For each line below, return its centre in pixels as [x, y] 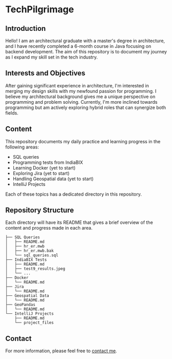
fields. [12, 113]
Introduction [26, 29]
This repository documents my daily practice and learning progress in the [83, 141]
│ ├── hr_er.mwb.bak [30, 251]
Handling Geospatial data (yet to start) [53, 179]
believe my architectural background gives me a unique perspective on [80, 97]
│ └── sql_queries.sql [32, 255]
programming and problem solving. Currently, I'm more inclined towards [81, 102]
